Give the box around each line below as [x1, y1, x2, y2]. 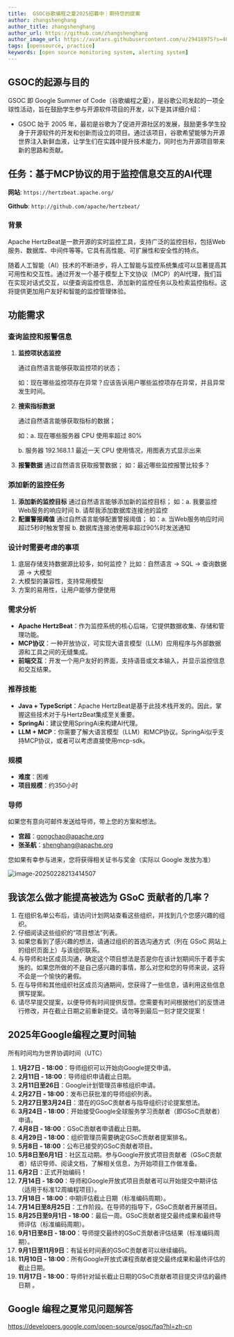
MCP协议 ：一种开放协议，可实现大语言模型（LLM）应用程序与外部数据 [17, 639, 222, 647]
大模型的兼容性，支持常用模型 [17, 577, 103, 585]
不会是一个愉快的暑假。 [17, 972, 85, 980]
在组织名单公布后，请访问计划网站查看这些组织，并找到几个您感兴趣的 [17, 911, 219, 920]
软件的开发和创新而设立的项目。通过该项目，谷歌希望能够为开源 [42, 128, 225, 136]
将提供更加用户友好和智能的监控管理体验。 [8, 286, 130, 295]
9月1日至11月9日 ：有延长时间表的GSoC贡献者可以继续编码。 [17, 1246, 191, 1254]
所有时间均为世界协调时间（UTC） [8, 1048, 106, 1057]
